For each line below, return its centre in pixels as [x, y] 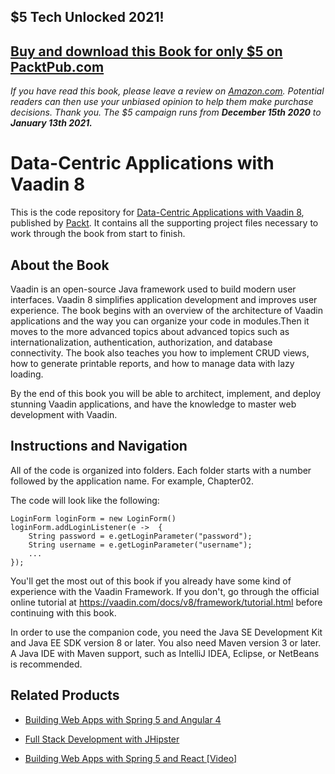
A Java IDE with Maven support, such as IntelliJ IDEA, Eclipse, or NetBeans [165, 653]
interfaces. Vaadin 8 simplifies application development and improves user [164, 299]
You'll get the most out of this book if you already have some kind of [151, 581]
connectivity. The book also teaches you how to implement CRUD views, [160, 352]
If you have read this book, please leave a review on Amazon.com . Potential [167, 91]
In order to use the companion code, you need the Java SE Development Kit [166, 632]
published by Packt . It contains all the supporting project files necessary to [164, 223]
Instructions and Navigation [99, 446]
